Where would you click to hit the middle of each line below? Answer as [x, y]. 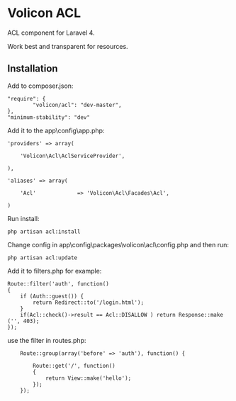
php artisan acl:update [43, 258]
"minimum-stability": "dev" [49, 117]
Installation [33, 69]
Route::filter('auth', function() [58, 284]
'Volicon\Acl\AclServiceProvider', [73, 156]
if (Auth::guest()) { [52, 296]
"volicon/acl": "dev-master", [77, 105]
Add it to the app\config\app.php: [56, 130]
